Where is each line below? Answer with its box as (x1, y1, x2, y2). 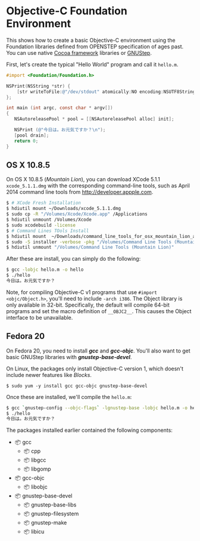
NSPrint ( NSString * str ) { (6, 83, 70, 89)
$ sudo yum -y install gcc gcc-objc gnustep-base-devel (6, 383, 148, 389)
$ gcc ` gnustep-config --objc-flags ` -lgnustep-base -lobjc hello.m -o (6, 404, 187, 411)
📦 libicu (23, 528, 45, 535)
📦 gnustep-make (23, 519, 67, 526)
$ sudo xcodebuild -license (6, 222, 76, 228)
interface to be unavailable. (6, 314, 73, 321)
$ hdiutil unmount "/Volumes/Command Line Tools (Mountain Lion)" (6, 245, 174, 251)
